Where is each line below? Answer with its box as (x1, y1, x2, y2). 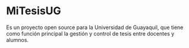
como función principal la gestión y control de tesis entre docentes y (6, 30, 175, 37)
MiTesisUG (6, 4, 61, 18)
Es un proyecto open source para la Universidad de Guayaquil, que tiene (6, 24, 184, 31)
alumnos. (6, 36, 29, 43)
